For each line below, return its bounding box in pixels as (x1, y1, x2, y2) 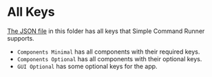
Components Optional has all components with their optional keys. (17, 54, 202, 63)
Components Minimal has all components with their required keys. (17, 47, 200, 56)
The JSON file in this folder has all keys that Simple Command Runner (7, 27, 205, 35)
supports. (7, 34, 34, 42)
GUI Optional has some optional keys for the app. (17, 62, 158, 70)
